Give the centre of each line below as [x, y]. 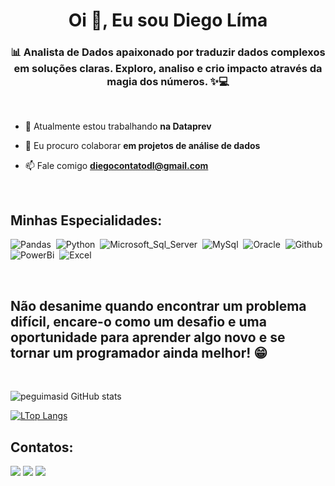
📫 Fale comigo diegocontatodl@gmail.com [116, 166]
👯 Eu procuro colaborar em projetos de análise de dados [142, 146]
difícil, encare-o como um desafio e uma [138, 321]
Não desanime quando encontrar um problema [158, 305]
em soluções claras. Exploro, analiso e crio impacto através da [168, 69]
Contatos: [42, 447]
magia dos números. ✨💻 [168, 82]
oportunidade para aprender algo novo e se [148, 337]
